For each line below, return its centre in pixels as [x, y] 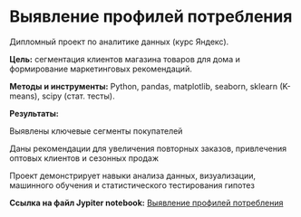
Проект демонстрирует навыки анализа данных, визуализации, [133, 175]
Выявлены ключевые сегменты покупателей [96, 131]
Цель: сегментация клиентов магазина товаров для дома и [125, 59]
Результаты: [34, 113]
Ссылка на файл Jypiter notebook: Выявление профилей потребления [146, 203]
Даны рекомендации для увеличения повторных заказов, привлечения [148, 148]
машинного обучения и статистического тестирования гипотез [132, 185]
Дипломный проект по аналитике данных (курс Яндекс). [119, 42]
